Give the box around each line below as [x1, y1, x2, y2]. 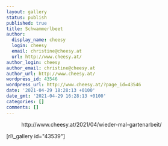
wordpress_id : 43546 [6, 76, 58, 82]
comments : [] [6, 104, 39, 110]
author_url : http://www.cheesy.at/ [6, 71, 96, 77]
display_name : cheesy [11, 37, 66, 43]
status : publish [6, 14, 47, 21]
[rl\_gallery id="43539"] [6, 132, 65, 139]
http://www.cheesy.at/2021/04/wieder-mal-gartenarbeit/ [21, 121, 162, 128]
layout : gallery [6, 8, 47, 15]
